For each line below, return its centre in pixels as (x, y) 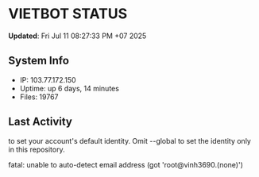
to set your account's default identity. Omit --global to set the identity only (130, 140)
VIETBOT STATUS (68, 14)
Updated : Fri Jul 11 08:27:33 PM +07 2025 (77, 36)
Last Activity (41, 122)
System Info (39, 61)
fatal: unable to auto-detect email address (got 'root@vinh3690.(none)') (126, 164)
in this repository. (37, 149)
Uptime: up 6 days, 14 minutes (69, 88)
